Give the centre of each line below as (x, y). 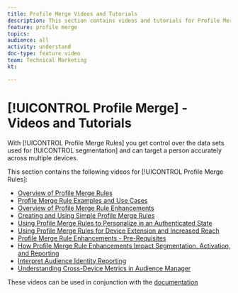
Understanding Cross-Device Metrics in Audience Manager (104, 268)
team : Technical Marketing (47, 60)
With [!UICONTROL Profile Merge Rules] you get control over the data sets (116, 143)
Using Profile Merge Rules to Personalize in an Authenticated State (115, 223)
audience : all (28, 40)
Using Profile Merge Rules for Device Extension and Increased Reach (118, 231)
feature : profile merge (42, 27)
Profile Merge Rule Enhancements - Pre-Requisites (92, 238)
